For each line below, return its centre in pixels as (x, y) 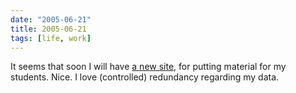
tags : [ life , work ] (51, 38)
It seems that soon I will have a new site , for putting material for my (148, 67)
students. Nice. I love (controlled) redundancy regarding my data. (145, 77)
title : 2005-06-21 (48, 29)
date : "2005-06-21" (51, 19)
